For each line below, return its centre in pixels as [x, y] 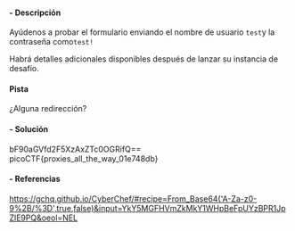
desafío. [24, 69]
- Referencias [35, 179]
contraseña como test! [51, 42]
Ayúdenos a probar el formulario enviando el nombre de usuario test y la [142, 32]
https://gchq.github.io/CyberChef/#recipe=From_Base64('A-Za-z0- [133, 198]
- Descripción [35, 12]
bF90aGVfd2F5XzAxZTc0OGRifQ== [75, 149]
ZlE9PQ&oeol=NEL [44, 218]
